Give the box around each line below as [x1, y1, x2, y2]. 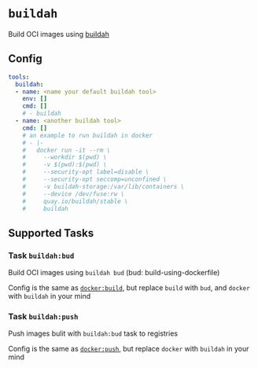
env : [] [22, 95, 47, 103]
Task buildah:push [8, 311, 79, 322]
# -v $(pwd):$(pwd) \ [22, 160, 108, 169]
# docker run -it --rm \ [22, 146, 111, 154]
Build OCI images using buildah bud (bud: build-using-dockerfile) [8, 268, 220, 278]
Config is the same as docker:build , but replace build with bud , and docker [8, 283, 250, 293]
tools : [8, 73, 30, 81]
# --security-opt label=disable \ [22, 168, 149, 176]
